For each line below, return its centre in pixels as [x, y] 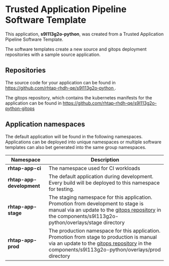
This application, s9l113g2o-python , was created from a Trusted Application [84, 34]
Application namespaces [45, 124]
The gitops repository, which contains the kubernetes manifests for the [79, 97]
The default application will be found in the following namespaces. [74, 136]
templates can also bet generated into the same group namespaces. [76, 147]
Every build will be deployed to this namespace [104, 183]
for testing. [61, 189]
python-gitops [20, 108]
